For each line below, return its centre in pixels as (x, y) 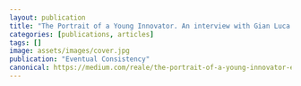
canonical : (30, 68)
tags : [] (26, 43)
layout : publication (48, 17)
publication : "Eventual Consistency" (80, 59)
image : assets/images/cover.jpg (69, 51)
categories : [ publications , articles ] (82, 34)
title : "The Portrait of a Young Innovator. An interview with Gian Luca (150, 26)
